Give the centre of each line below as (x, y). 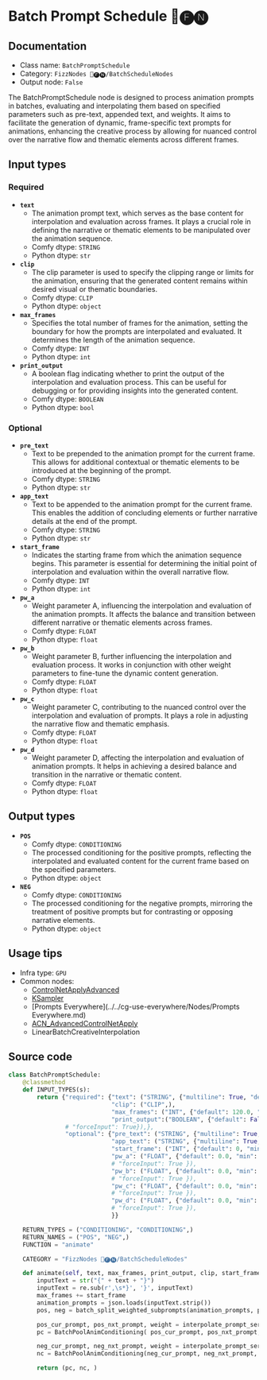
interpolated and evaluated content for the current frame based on (140, 861)
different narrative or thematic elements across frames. (122, 622)
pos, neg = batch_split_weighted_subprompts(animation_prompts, (145, 1310)
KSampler (48, 998)
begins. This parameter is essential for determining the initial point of (144, 563)
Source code (41, 1057)
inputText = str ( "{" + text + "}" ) (96, 1281)
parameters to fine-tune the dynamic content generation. (125, 673)
